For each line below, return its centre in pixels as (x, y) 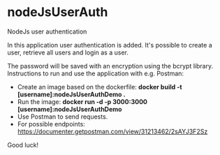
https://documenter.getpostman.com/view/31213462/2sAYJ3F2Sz (112, 131)
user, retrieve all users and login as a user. (68, 52)
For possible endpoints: (51, 124)
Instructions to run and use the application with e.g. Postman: (95, 73)
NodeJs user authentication (47, 31)
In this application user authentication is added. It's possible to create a (110, 45)
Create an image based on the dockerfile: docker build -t (100, 87)
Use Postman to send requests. (63, 117)
